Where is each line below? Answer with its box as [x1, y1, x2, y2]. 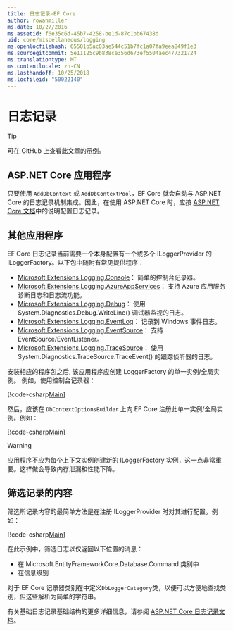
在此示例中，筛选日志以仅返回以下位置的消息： [7, 544, 143, 553]
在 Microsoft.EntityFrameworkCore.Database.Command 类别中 [17, 559, 199, 568]
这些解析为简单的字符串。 [25, 592, 100, 601]
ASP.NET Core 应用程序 [7, 169, 111, 181]
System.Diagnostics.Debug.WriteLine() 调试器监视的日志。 [17, 308, 188, 317]
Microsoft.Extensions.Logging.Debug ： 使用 [17, 299, 146, 308]
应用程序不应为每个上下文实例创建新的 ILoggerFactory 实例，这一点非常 [7, 456, 216, 464]
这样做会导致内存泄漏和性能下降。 [19, 464, 118, 473]
